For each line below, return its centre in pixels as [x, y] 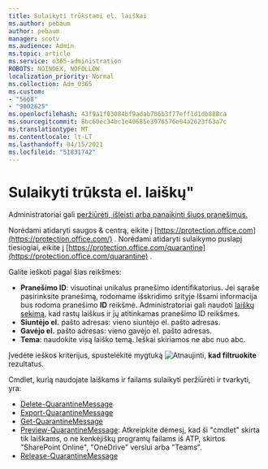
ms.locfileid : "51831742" [52, 152]
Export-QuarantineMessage [67, 413]
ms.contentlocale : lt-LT [50, 137]
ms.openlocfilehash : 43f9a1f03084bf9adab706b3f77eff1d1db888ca [118, 115]
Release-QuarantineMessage [69, 456]
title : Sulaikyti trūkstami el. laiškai [78, 16]
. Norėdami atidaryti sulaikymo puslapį [178, 239]
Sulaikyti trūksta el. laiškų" [102, 192]
